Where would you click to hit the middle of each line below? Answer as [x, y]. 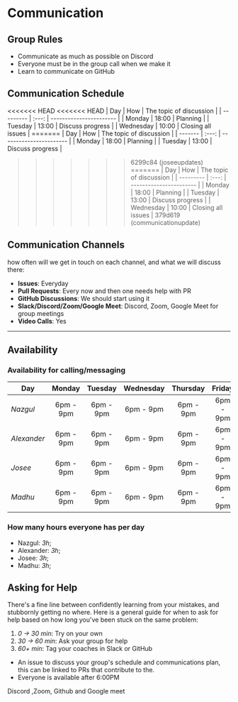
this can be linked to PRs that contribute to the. [86, 670]
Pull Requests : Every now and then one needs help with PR [104, 291]
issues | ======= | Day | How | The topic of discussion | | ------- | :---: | [114, 133]
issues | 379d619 [155, 215]
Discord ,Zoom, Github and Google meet [66, 691]
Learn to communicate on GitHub [66, 71]
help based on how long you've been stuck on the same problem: [103, 620]
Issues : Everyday [43, 283]
